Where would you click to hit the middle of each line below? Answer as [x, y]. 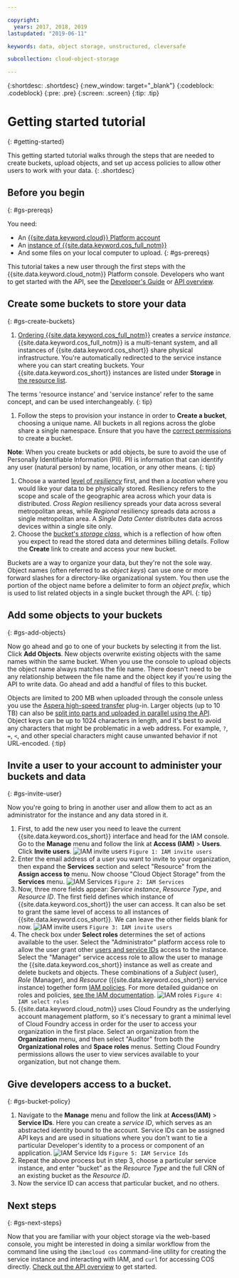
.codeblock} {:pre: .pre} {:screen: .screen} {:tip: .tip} [84, 93]
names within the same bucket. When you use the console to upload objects [119, 661]
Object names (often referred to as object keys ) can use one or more [108, 570]
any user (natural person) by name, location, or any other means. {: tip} [111, 467]
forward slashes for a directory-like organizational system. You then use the [118, 578]
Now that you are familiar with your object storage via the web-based [109, 1236]
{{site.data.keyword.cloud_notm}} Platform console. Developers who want [116, 274]
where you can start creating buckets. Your [81, 365]
